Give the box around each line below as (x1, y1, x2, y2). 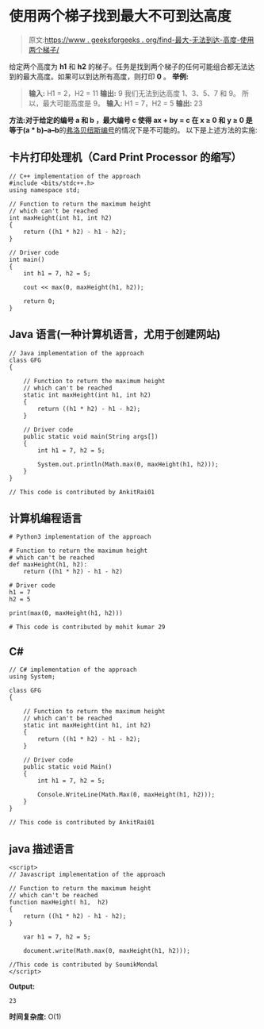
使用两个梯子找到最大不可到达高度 (9, 7, 232, 25)
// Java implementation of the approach (9, 349, 145, 357)
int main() (9, 255, 45, 263)
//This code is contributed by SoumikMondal (9, 961, 159, 969)
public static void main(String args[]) (23, 432, 159, 440)
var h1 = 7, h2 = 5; (23, 933, 91, 941)
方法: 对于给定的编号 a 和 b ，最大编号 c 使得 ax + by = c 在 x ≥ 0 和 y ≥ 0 (9, 115, 244, 125)
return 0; (23, 297, 56, 305)
